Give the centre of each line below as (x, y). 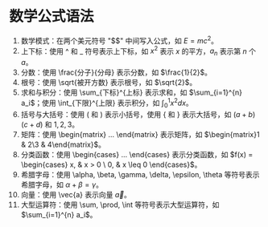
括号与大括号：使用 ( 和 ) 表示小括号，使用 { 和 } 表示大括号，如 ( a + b (136, 114)
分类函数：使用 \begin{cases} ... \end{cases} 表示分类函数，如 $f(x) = (137, 154)
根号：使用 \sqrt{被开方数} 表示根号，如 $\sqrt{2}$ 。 (109, 83)
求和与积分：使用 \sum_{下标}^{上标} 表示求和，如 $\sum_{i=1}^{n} (131, 92)
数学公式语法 (52, 16)
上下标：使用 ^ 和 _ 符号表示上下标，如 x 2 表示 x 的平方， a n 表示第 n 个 (138, 51)
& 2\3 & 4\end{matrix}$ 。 (63, 144)
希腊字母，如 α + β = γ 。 (62, 184)
